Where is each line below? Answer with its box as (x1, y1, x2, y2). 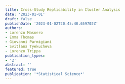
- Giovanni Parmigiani (5, 40, 52, 44)
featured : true (5, 67, 37, 72)
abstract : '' (5, 62, 32, 67)
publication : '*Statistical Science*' (5, 72, 85, 77)
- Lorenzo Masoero (5, 30, 43, 35)
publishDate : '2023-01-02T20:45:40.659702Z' (5, 21, 98, 26)
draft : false (5, 16, 32, 21)
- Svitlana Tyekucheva (5, 44, 52, 49)
